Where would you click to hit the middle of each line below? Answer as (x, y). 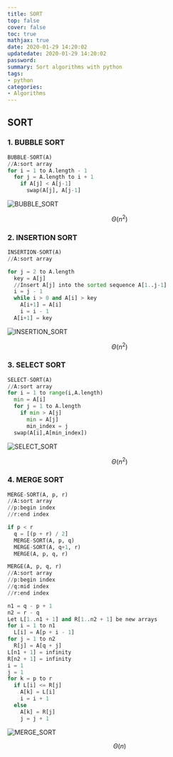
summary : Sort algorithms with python (65, 67)
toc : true (22, 34)
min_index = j (47, 426)
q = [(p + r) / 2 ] (41, 534)
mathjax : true (28, 41)
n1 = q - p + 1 (30, 606)
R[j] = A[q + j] (38, 646)
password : (22, 61)
